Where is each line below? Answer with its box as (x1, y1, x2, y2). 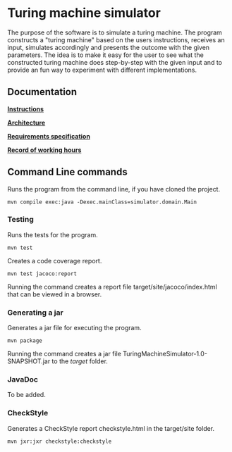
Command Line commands (7, 166, 128, 178)
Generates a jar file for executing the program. (7, 324, 142, 332)
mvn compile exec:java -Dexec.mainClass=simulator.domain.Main (7, 199, 197, 206)
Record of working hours (7, 146, 82, 154)
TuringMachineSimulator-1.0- (122, 350, 208, 358)
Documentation (7, 86, 78, 98)
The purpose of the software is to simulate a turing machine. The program (7, 28, 222, 37)
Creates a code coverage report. (7, 256, 102, 265)
